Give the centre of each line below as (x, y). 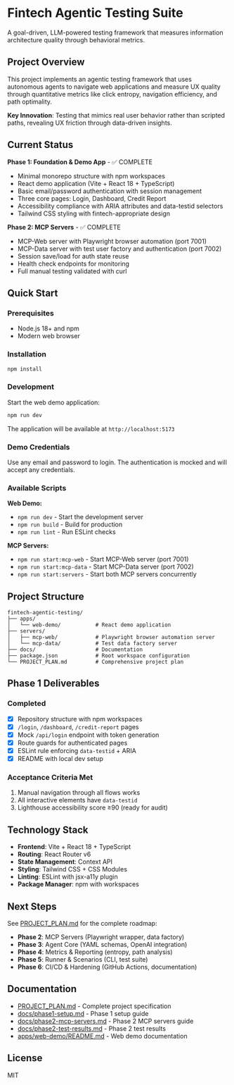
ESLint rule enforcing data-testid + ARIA (77, 750)
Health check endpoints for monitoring (73, 263)
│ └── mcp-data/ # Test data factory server (92, 643)
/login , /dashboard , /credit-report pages (78, 726)
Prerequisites (31, 313)
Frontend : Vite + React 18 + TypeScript (74, 847)
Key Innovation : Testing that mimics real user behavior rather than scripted (116, 115)
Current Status (40, 145)
